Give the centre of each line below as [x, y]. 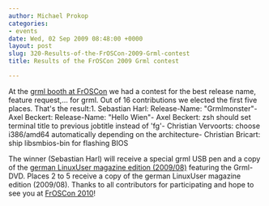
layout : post [30, 46]
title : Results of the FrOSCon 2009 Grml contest [94, 62]
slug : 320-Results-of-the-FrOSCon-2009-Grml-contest [99, 54]
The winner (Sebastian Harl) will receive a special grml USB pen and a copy [134, 158]
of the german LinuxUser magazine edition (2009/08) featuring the [120, 167]
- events [23, 31]
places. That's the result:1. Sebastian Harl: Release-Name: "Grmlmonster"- [133, 108]
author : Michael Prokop [49, 16]
